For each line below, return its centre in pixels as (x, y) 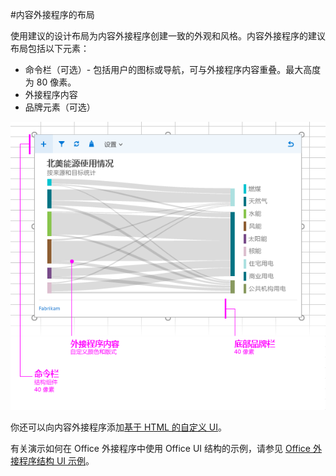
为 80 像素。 (50, 82)
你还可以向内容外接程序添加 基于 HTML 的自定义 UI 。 (118, 427)
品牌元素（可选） (60, 107)
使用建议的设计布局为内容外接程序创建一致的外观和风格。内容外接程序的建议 (168, 36)
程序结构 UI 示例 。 (56, 461)
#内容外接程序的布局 (52, 14)
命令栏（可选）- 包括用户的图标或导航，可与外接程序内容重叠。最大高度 (173, 69)
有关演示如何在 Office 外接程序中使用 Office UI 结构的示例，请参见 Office (161, 449)
